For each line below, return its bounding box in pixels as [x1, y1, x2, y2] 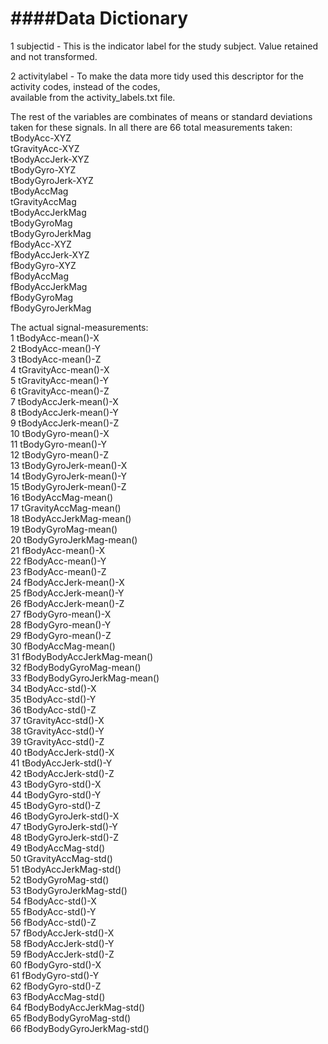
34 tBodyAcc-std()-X [10, 682, 97, 694]
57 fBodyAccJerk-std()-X [10, 927, 115, 939]
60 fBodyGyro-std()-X [10, 958, 102, 971]
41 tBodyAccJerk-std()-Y [10, 757, 113, 769]
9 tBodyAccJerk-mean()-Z [10, 417, 120, 429]
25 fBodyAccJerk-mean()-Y [10, 587, 125, 599]
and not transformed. [10, 50, 98, 62]
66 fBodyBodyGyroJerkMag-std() [10, 1022, 150, 1034]
